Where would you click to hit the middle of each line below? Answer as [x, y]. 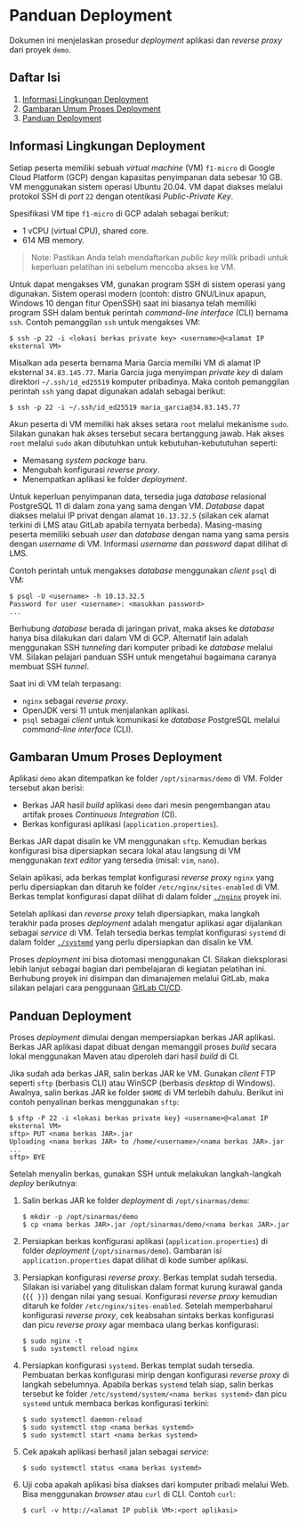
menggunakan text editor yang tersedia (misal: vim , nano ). [114, 860]
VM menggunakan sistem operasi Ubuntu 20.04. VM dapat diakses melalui [146, 186]
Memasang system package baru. [85, 460]
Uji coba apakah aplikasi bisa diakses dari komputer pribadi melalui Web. [156, 1485]
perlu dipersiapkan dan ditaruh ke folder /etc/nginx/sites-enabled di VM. [145, 887]
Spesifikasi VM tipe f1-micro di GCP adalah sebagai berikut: [119, 213]
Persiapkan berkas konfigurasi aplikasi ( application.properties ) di [145, 1241]
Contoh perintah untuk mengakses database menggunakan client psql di [143, 570]
